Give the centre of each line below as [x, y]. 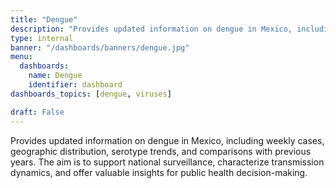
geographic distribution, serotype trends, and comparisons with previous [161, 151]
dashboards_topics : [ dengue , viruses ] [91, 94]
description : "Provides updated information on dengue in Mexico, [151, 29]
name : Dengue [55, 76]
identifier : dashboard [75, 85]
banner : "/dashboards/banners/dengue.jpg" [100, 47]
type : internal [42, 38]
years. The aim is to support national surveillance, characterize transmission [167, 162]
